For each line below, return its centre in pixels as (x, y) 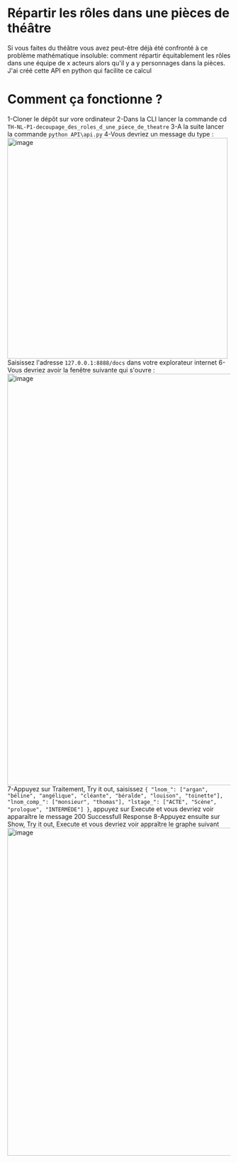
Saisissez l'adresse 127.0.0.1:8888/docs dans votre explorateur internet (112, 362)
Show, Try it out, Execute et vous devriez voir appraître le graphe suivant (113, 824)
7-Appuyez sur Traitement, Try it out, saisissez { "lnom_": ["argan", (108, 789)
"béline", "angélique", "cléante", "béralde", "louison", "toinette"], (115, 795)
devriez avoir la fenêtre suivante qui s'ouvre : (90, 370)
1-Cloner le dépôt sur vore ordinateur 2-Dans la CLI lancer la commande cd (117, 119)
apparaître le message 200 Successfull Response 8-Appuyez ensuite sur (114, 816)
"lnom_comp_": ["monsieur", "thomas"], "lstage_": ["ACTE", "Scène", (112, 802)
